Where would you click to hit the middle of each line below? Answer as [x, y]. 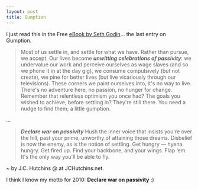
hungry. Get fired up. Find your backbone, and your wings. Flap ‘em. [104, 150]
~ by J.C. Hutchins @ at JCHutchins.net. [55, 168]
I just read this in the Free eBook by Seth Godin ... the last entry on [86, 34]
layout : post [22, 12]
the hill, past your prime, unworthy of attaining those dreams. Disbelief [106, 137]
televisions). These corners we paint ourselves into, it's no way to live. [106, 83]
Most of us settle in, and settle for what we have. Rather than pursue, [105, 52]
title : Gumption [26, 17]
